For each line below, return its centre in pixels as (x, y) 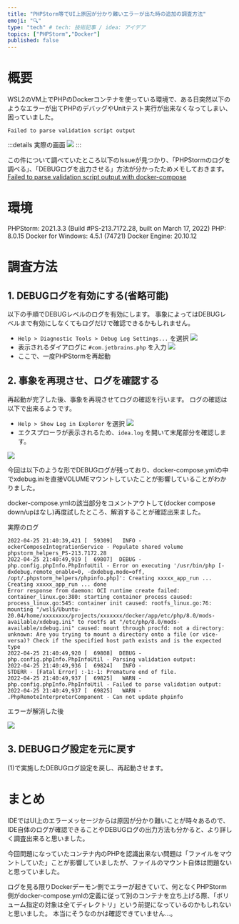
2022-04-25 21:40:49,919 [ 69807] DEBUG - (75, 559)
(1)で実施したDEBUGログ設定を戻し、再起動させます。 (87, 767)
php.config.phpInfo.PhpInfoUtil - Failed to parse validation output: (115, 684)
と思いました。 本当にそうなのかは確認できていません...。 (92, 913)
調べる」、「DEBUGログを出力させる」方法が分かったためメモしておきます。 (118, 169)
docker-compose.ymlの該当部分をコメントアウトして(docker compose (111, 503)
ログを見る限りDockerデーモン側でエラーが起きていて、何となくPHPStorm (117, 886)
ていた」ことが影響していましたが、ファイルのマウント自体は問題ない (129, 863)
